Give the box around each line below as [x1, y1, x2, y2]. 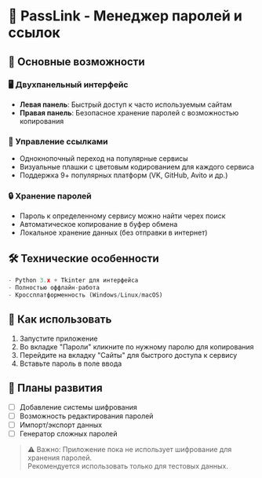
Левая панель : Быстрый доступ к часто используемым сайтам [19, 100, 232, 109]
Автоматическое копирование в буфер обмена [19, 220, 178, 229]
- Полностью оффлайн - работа [8, 284, 100, 292]
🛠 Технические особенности [8, 251, 159, 265]
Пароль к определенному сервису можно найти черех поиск [19, 211, 226, 221]
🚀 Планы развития [8, 381, 104, 395]
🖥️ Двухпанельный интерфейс [8, 78, 129, 89]
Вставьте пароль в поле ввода [19, 359, 122, 368]
